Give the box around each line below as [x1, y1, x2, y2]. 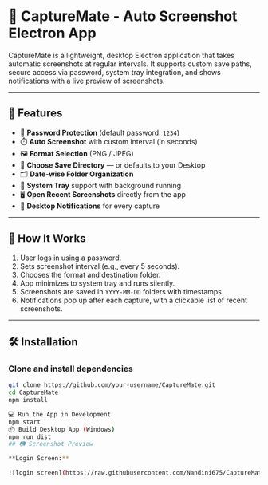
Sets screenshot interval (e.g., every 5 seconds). [19, 261, 180, 270]
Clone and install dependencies [8, 363, 133, 374]
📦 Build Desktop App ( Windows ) [8, 425, 116, 433]
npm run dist [8, 432, 52, 441]
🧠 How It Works [8, 231, 86, 246]
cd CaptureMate [8, 388, 59, 397]
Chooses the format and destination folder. [19, 270, 161, 279]
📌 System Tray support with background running [19, 180, 182, 190]
